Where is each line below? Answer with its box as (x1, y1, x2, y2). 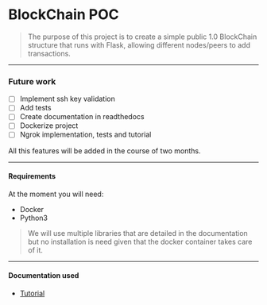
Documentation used (8, 271, 79, 280)
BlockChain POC (8, 6, 119, 24)
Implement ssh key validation (19, 94, 115, 104)
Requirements (8, 172, 56, 181)
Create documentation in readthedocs (19, 112, 145, 122)
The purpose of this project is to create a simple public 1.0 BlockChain (27, 32, 257, 41)
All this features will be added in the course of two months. (8, 145, 201, 156)
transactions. (27, 48, 72, 58)
